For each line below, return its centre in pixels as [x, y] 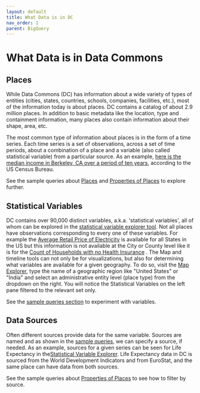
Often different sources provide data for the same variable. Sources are [94, 334]
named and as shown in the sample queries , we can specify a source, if [94, 341]
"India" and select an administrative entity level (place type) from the [91, 278]
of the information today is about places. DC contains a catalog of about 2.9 [99, 107]
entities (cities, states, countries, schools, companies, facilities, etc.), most [98, 101]
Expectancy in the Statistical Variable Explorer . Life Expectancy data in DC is [99, 354]
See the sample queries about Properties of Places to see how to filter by [96, 378]
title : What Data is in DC [40, 17]
